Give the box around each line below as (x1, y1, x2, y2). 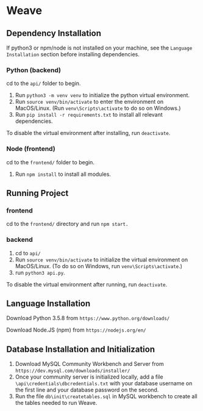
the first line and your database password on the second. (15, 386, 159, 394)
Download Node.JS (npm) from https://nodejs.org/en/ (6, 326, 146, 333)
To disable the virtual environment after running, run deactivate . (6, 280, 168, 288)
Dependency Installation (6, 28, 102, 38)
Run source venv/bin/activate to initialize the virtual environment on (15, 256, 188, 263)
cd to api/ (15, 249, 41, 256)
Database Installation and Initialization (6, 344, 155, 354)
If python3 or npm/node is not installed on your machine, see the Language (6, 44, 193, 51)
